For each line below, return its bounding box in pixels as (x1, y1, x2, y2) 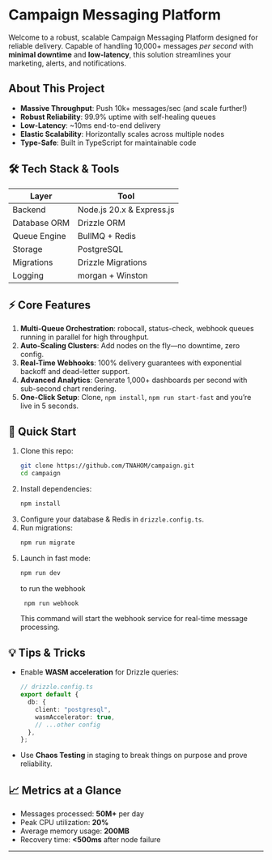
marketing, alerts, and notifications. (8, 58, 127, 68)
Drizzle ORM (77, 217, 125, 228)
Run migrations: (19, 522, 73, 532)
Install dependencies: (19, 483, 92, 493)
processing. (19, 622, 61, 632)
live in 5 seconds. (19, 401, 79, 411)
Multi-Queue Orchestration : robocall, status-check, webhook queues (19, 324, 254, 334)
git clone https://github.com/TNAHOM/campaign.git (19, 462, 195, 470)
